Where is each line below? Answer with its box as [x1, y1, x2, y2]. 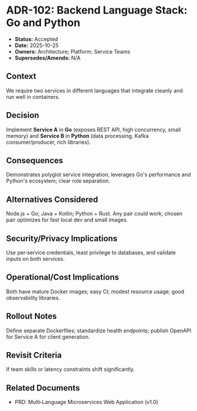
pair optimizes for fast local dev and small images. [6, 216, 128, 224]
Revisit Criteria [6, 350, 62, 360]
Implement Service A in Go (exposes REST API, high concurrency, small [6, 126, 181, 133]
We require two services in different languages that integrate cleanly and [6, 87, 183, 94]
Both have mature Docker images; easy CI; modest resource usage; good [6, 288, 185, 295]
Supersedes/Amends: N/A [14, 54, 81, 61]
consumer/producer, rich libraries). [6, 138, 91, 145]
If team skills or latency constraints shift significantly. [6, 366, 135, 373]
